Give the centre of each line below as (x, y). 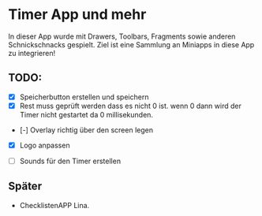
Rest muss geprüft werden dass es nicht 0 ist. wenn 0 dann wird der (131, 106)
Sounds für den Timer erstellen (70, 161)
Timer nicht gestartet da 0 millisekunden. (86, 114)
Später (25, 186)
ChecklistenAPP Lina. (54, 205)
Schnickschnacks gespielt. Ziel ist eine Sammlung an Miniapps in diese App (131, 44)
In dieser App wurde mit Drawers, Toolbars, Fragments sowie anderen (122, 36)
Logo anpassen (45, 145)
